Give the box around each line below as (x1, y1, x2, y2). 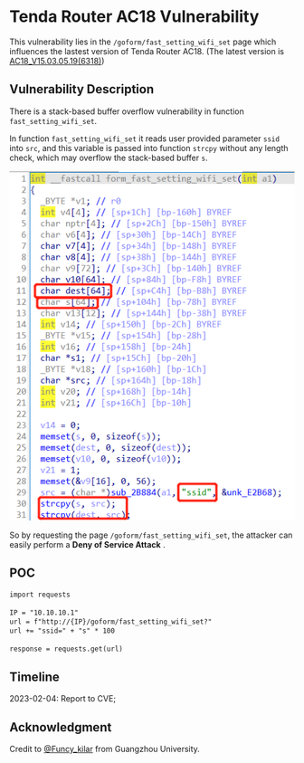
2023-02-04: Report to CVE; (9, 693, 116, 704)
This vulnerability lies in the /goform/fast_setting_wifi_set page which (9, 36, 277, 47)
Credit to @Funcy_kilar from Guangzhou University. (9, 744, 201, 755)
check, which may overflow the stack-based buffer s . (9, 152, 208, 163)
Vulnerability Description (9, 81, 155, 97)
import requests (9, 590, 71, 599)
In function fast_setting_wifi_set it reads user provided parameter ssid (9, 133, 280, 144)
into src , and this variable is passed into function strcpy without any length (9, 142, 289, 153)
